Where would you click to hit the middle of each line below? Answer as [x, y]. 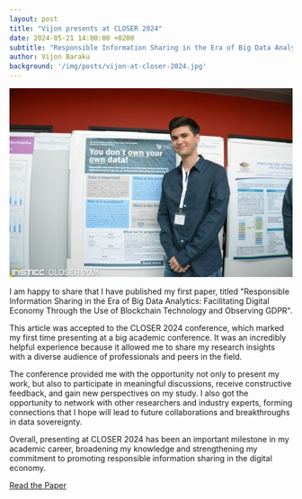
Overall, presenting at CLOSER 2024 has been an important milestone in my [149, 440]
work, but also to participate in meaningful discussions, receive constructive [151, 384]
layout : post [34, 19]
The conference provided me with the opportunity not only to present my [145, 374]
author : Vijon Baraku [50, 57]
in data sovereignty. [46, 422]
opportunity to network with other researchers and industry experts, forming [151, 403]
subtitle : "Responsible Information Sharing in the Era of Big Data [140, 48]
